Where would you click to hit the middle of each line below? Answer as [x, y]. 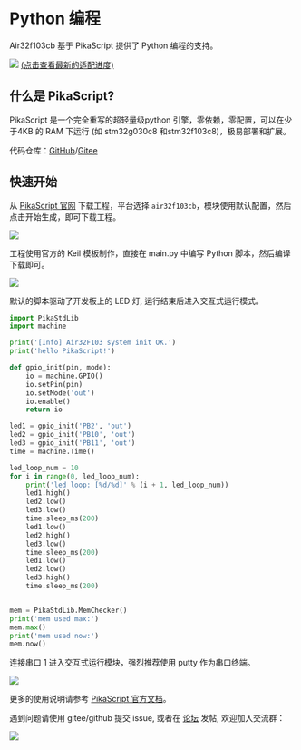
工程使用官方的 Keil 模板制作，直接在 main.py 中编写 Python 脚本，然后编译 [150, 253]
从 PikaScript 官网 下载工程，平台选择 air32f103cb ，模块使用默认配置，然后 [150, 205]
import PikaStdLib [44, 318]
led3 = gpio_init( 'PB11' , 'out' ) [73, 443]
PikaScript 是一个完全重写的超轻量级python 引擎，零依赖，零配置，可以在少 [151, 120]
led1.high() [48, 493]
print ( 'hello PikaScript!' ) [63, 351]
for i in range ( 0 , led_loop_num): [75, 476]
